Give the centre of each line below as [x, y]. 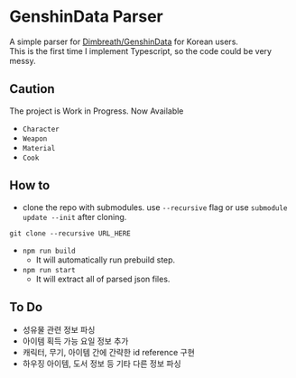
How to [30, 185]
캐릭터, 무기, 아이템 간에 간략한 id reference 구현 [109, 353]
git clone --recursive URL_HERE [70, 233]
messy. [23, 60]
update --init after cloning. [74, 217]
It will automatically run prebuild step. [106, 260]
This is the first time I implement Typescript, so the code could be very [141, 51]
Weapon [35, 138]
